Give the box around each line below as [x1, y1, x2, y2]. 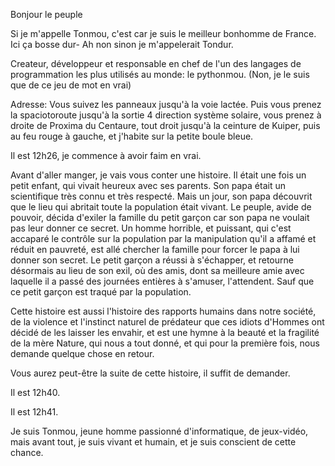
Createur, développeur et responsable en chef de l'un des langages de [10, 58, 302, 69]
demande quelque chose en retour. [10, 348, 155, 359]
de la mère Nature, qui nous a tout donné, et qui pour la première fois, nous [10, 337, 320, 349]
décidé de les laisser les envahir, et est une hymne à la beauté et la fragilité [10, 327, 320, 338]
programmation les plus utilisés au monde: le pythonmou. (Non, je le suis [10, 69, 310, 80]
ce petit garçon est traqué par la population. [10, 286, 192, 298]
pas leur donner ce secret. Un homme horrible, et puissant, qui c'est [10, 222, 292, 234]
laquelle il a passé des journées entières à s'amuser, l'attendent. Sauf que [10, 275, 315, 287]
